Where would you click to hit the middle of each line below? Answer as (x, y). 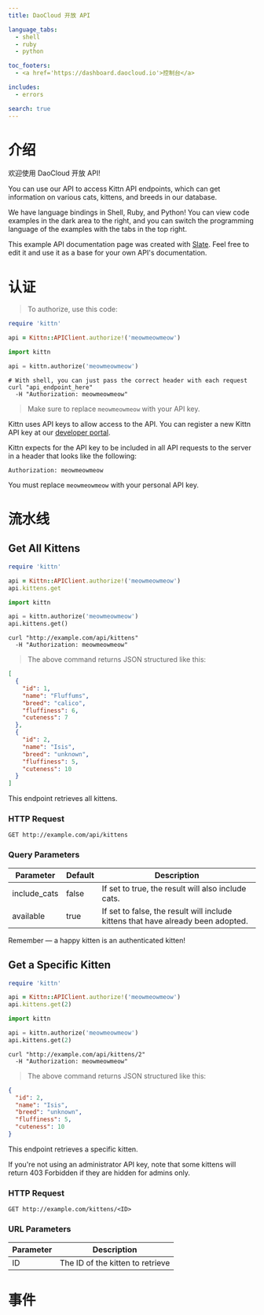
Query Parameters (44, 855)
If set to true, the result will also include (174, 888)
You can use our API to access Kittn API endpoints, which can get (114, 189)
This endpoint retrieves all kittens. (63, 799)
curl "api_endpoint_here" (50, 387)
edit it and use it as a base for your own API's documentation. (108, 253)
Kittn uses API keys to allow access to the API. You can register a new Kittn (130, 424)
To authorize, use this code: (72, 309)
